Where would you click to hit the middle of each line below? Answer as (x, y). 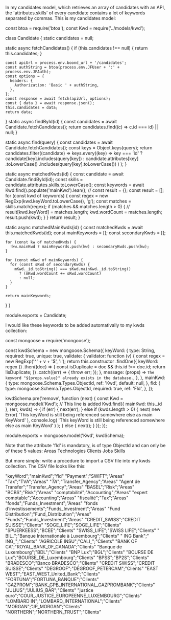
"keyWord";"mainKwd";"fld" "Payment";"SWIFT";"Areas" (65, 476)
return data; (19, 112)
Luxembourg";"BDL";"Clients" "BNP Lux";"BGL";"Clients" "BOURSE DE (80, 552)
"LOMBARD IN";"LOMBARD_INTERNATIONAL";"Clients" (64, 601)
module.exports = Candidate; (36, 315)
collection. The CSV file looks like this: (45, 466)
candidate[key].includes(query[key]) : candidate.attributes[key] (72, 159)
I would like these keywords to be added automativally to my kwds (75, 325)
